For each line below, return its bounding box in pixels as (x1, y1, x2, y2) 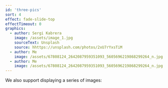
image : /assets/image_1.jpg (14, 36, 73, 41)
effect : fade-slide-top (5, 17, 55, 22)
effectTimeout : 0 (5, 21, 42, 27)
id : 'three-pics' (5, 7, 42, 13)
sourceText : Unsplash (14, 40, 59, 45)
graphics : (5, 26, 26, 31)
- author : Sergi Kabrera (10, 31, 62, 36)
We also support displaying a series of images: (5, 77, 102, 83)
